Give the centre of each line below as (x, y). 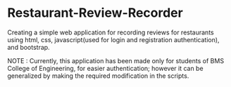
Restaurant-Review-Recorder (95, 13)
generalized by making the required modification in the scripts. (98, 76)
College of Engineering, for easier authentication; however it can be (105, 68)
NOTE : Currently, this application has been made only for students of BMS (115, 60)
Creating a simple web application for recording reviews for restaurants (111, 32)
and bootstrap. (29, 47)
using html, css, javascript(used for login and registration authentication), (113, 39)
